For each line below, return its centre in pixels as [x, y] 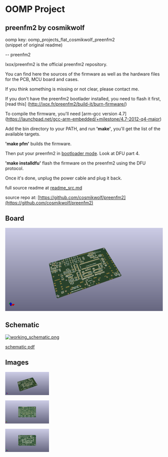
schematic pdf [20, 346]
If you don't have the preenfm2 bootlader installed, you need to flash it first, [83, 99]
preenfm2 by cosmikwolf [45, 28]
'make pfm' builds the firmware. [38, 144]
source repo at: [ [22, 197]
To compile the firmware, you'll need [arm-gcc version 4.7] [66, 114]
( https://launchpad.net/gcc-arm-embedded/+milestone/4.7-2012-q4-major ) [83, 119]
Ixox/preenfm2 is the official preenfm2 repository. [56, 64]
